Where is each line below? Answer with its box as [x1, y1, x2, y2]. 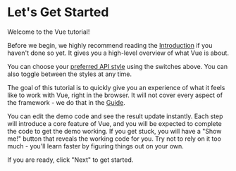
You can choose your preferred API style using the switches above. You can [7, 62, 228, 70]
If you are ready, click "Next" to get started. [7, 156, 134, 164]
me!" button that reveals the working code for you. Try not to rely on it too [7, 134, 222, 143]
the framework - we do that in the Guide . [7, 98, 125, 106]
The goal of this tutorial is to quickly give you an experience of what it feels [7, 83, 225, 91]
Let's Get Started [7, 4, 109, 20]
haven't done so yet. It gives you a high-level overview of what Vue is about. [7, 49, 229, 57]
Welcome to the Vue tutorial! [7, 27, 90, 36]
